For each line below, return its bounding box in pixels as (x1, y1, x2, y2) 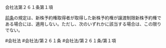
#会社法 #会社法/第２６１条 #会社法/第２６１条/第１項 (5, 38, 116, 44)
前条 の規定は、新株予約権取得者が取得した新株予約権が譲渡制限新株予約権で (5, 15, 162, 21)
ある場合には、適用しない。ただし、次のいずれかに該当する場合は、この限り (5, 21, 162, 27)
